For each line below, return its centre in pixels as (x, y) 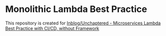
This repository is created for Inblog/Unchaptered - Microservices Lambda (83, 23)
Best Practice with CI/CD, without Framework (52, 28)
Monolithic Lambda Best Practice (76, 9)
